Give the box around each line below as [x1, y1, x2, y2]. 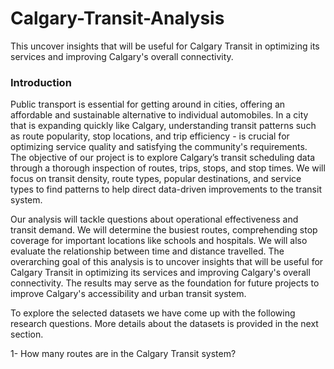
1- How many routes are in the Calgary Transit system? [10, 348, 237, 360]
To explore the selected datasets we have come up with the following [10, 307, 296, 319]
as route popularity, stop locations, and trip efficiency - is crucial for [10, 130, 290, 142]
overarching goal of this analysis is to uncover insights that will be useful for [10, 256, 324, 268]
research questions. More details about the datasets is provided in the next [10, 318, 319, 330]
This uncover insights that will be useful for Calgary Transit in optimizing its [10, 40, 320, 52]
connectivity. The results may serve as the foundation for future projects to [10, 277, 320, 289]
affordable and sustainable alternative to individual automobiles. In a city [10, 109, 309, 121]
